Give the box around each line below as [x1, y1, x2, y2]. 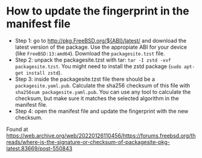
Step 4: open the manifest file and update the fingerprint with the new [14, 107, 189, 115]
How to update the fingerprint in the [6, 4, 189, 18]
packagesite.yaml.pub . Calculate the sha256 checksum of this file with [14, 81, 191, 89]
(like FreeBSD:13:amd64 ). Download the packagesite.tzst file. [14, 49, 165, 57]
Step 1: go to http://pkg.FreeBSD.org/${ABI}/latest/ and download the [14, 37, 187, 44]
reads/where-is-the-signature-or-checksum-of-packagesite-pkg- [6, 138, 170, 145]
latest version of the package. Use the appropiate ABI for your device [14, 43, 188, 51]
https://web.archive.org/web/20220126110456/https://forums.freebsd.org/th [6, 131, 196, 139]
